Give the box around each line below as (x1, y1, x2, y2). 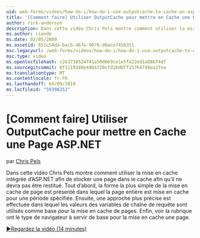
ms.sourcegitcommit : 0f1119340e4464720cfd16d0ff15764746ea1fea (6, 64, 167, 71)
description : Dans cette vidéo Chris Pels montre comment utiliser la (6, 25, 185, 32)
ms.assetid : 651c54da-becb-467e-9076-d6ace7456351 (6, 42, 135, 48)
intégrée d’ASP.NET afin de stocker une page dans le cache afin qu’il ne (6, 175, 183, 182)
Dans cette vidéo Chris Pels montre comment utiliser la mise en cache (6, 169, 178, 176)
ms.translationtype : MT (6, 70, 65, 76)
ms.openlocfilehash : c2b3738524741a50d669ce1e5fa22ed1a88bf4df (6, 59, 167, 65)
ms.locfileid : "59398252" (6, 87, 70, 93)
